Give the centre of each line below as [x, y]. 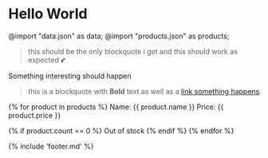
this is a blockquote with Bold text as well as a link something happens [144, 91]
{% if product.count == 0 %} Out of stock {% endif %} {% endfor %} [121, 130]
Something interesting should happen [70, 76]
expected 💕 [46, 60]
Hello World [48, 14]
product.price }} [35, 115]
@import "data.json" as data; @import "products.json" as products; [119, 36]
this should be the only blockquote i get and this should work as [132, 51]
